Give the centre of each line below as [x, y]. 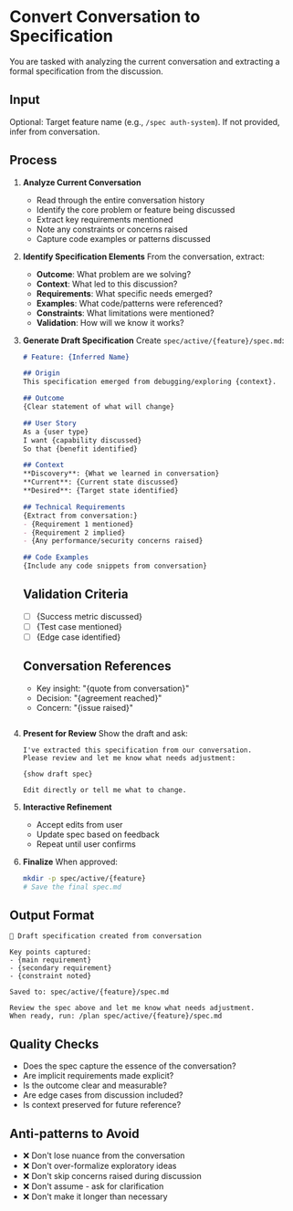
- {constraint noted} [51, 976]
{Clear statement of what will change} [99, 407]
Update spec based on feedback [98, 834]
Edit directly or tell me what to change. [105, 790]
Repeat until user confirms [86, 844]
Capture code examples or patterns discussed [123, 238]
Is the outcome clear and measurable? [94, 1086]
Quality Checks [54, 1044]
